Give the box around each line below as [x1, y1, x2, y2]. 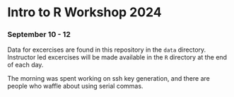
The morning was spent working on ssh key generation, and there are [7, 74, 210, 83]
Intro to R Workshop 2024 [7, 4, 163, 21]
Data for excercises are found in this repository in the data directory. [7, 45, 206, 54]
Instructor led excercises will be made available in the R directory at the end [7, 53, 228, 62]
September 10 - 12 [7, 30, 71, 40]
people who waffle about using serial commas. [7, 82, 144, 91]
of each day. [7, 61, 44, 69]
